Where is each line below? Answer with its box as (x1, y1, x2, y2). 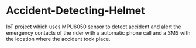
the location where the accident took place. (6, 35, 111, 42)
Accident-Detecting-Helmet (6, 4, 145, 17)
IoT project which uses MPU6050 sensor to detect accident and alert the (6, 23, 181, 30)
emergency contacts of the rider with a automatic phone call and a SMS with (6, 29, 191, 36)
